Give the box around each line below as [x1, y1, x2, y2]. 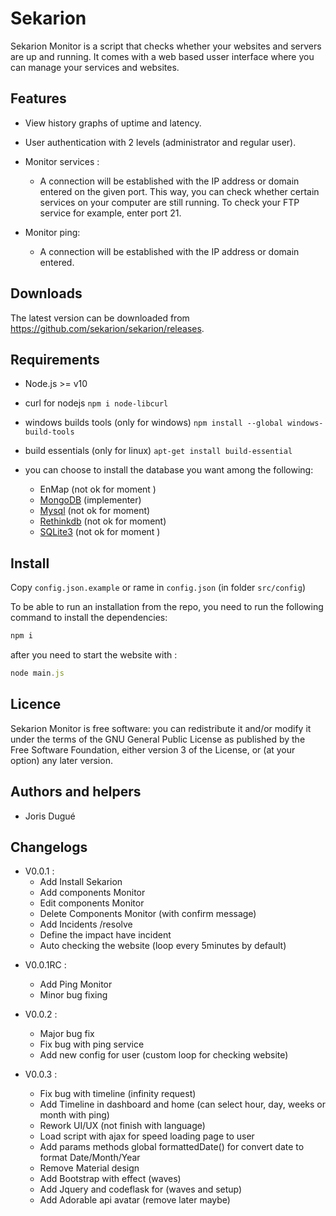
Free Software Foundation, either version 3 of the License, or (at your [10, 743, 296, 756]
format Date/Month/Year [39, 1152, 141, 1164]
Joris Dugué [24, 810, 76, 822]
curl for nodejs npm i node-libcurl [24, 397, 169, 409]
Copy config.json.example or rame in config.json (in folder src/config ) [10, 582, 307, 594]
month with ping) [39, 1109, 110, 1121]
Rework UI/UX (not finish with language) [39, 1120, 206, 1132]
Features [10, 90, 67, 107]
